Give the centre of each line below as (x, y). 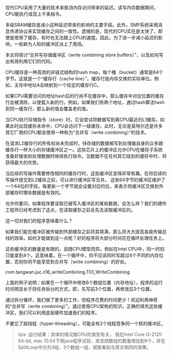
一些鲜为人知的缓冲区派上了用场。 (50, 44)
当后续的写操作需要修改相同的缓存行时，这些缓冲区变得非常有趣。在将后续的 (86, 173)
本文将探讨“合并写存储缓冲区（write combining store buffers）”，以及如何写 (84, 55)
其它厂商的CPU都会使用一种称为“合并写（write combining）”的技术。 (77, 132)
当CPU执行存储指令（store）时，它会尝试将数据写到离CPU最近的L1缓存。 (83, 120)
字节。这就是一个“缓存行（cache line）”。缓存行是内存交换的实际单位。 (80, 79)
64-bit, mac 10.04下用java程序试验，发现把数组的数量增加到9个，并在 (91, 341)
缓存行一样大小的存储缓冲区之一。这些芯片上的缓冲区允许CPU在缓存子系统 (84, 150)
